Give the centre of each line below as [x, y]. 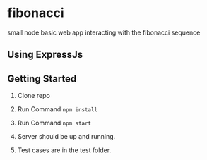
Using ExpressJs [45, 55]
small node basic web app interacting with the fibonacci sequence [104, 32]
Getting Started [42, 79]
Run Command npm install [57, 109]
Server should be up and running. [66, 137]
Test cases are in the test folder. [64, 150]
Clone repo [34, 96]
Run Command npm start [54, 123]
